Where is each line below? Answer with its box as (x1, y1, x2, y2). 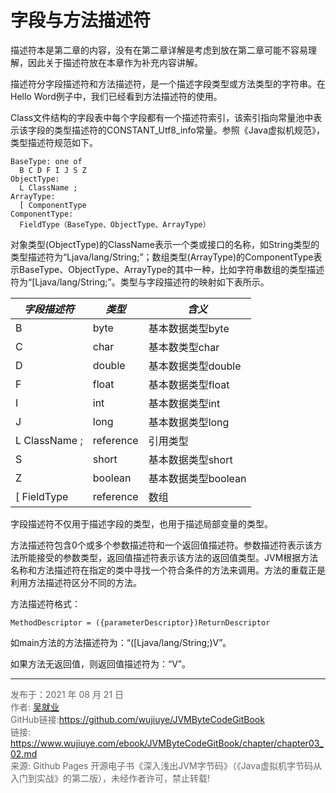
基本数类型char (148, 340, 220, 354)
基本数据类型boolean (148, 471, 247, 485)
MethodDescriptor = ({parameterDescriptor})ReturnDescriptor (10, 617, 271, 628)
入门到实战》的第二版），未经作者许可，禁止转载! (10, 772, 211, 784)
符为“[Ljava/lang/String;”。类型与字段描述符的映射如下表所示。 (10, 276, 270, 288)
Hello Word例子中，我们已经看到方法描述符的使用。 (10, 90, 223, 102)
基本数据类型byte (148, 321, 230, 335)
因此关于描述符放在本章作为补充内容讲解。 (27, 56, 203, 68)
